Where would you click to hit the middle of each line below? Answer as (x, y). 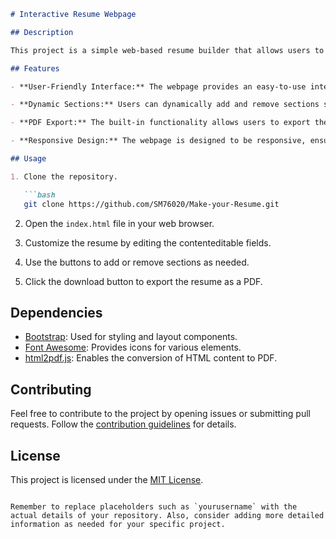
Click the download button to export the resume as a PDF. (143, 281)
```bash (39, 195)
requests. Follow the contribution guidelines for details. (123, 424)
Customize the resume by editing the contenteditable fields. (148, 242)
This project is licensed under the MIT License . (107, 479)
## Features (35, 68)
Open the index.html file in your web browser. (119, 223)
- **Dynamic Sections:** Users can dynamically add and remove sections (165, 105)
